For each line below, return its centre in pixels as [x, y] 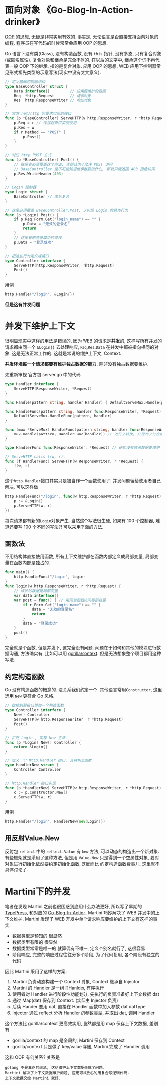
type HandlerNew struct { [32, 765]
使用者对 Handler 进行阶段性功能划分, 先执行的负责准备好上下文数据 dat [85, 994]
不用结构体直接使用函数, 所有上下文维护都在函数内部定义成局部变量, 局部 [80, 557]
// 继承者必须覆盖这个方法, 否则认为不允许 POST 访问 [63, 164]
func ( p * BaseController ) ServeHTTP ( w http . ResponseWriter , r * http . [79, 118]
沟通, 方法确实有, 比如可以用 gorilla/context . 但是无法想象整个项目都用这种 [85, 653]
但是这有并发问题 [23, 305]
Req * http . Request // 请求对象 [53, 96]
